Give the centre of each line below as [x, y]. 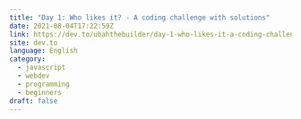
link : [19, 34]
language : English [43, 51]
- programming [43, 84]
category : [28, 59]
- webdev [34, 76]
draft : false [34, 101]
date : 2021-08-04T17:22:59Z [62, 26]
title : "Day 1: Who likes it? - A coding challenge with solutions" [140, 17]
